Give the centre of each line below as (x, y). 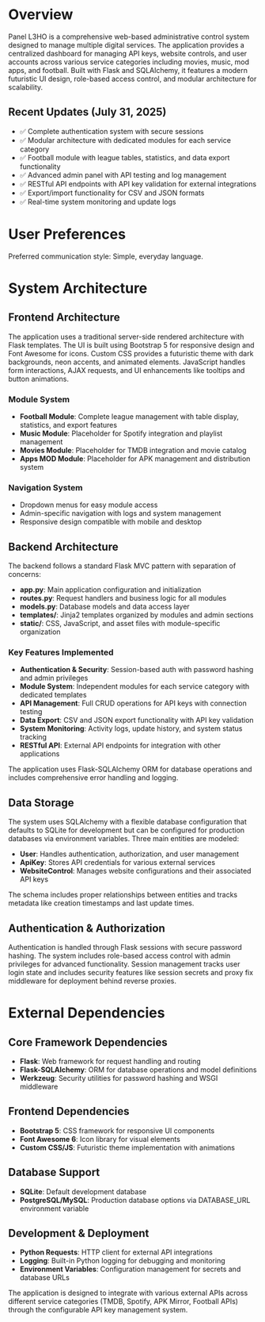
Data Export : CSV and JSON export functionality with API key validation (137, 721)
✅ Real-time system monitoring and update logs (98, 202)
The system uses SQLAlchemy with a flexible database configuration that (128, 822)
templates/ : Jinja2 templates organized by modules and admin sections (136, 615)
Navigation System (45, 487)
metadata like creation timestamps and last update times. (101, 903)
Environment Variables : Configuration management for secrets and (130, 1269)
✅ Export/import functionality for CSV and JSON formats (112, 193)
